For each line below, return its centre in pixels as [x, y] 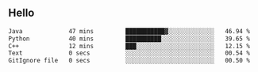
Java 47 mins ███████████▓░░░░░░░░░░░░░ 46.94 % [129, 31]
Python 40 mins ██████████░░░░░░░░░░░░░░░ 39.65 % [129, 39]
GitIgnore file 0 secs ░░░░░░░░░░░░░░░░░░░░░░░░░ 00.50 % [129, 61]
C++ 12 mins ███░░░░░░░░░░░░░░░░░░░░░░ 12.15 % [129, 46]
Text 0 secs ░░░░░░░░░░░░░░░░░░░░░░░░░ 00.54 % [129, 53]
